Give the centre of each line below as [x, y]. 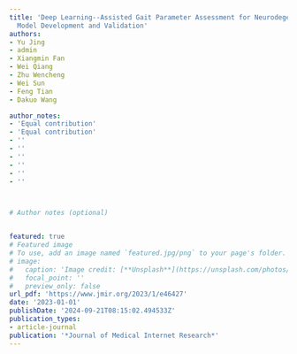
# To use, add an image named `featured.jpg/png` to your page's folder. [148, 253]
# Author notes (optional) [59, 213]
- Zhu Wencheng [37, 75]
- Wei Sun [27, 83]
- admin [23, 50]
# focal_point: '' [47, 278]
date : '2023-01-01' [45, 303]
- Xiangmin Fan [37, 58]
